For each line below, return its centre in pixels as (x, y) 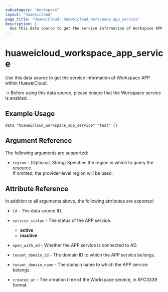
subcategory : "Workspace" (32, 10)
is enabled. (17, 98)
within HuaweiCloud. (27, 83)
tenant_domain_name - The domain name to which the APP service (80, 264)
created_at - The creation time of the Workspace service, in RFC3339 (85, 279)
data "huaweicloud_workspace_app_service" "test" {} (61, 125)
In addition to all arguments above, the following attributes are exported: (80, 201)
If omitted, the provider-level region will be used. (63, 173)
